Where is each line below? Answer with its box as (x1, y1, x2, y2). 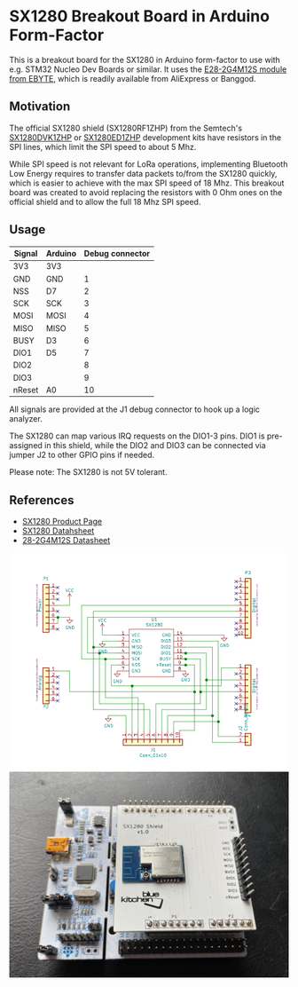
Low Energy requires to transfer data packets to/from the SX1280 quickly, (9, 168, 278, 178)
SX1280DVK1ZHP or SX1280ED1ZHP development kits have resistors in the (9, 131, 282, 143)
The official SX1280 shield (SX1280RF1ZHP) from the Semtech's (9, 122, 242, 133)
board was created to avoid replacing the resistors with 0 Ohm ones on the (9, 186, 283, 197)
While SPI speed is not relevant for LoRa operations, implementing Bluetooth (9, 158, 288, 170)
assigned (9, 440, 43, 451)
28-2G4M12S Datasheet (21, 535, 111, 546)
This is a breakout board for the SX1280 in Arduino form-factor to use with (9, 54, 281, 65)
